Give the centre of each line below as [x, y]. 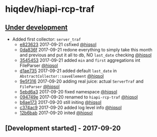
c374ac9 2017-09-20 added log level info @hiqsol [71, 108]
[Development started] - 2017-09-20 [63, 128]
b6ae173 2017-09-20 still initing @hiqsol [60, 102]
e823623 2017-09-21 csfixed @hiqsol [58, 45]
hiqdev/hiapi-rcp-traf [50, 9]
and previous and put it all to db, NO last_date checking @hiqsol [86, 55]
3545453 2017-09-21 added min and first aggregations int [80, 60]
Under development [37, 27]
